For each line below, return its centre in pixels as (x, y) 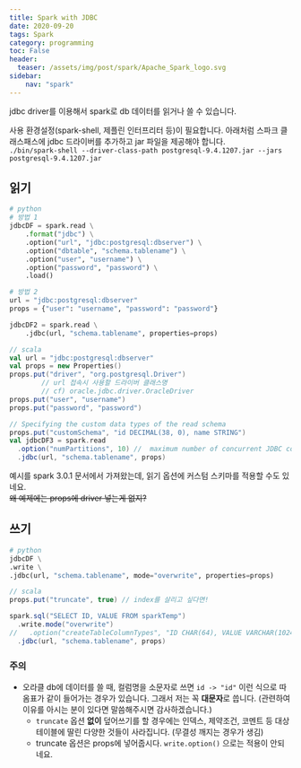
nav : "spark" (50, 84)
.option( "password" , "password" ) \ (92, 267)
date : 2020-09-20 (42, 26)
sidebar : (26, 76)
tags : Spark (31, 34)
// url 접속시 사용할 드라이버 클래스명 (105, 383)
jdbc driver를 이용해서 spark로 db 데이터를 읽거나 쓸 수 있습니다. (123, 111)
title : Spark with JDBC (54, 17)
